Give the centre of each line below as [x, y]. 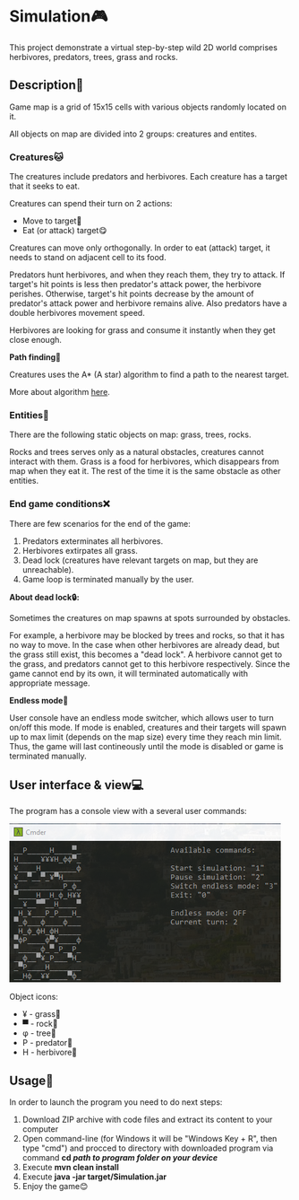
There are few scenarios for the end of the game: [100, 523]
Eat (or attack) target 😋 [64, 231]
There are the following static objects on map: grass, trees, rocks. [130, 434]
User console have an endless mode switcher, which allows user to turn [142, 717]
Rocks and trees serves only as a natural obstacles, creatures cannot [137, 452]
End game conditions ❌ [60, 504]
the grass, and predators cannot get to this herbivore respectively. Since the [150, 663]
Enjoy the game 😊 [55, 1187]
